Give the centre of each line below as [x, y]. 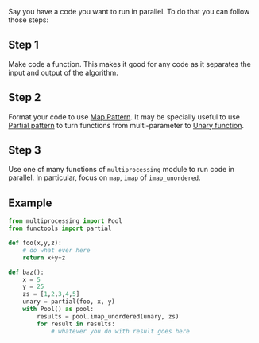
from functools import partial [60, 229]
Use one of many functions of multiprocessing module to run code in [121, 170]
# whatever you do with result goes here [120, 331]
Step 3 [25, 150]
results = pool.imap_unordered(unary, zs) [108, 316]
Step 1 [24, 45]
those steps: [29, 20]
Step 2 [25, 97]
